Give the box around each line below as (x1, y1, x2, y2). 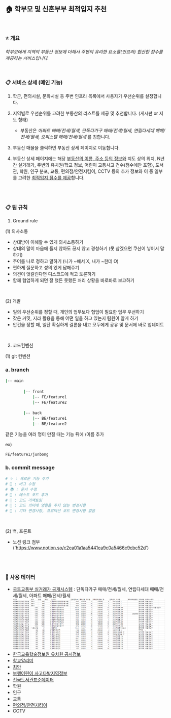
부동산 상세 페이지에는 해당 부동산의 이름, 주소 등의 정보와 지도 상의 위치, (12, 156, 156, 162)
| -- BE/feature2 (32, 421, 67, 426)
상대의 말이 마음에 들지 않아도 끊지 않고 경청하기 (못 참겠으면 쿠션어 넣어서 (12, 245, 159, 251)
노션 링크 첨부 (12, 539, 40, 545)
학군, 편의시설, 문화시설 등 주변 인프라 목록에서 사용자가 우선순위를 (12, 93, 144, 99)
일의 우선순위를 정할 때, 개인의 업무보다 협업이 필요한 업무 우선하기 (12, 309, 144, 315)
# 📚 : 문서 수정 (5, 486, 37, 492)
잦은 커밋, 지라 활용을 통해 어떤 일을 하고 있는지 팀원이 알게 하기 (12, 315, 139, 321)
